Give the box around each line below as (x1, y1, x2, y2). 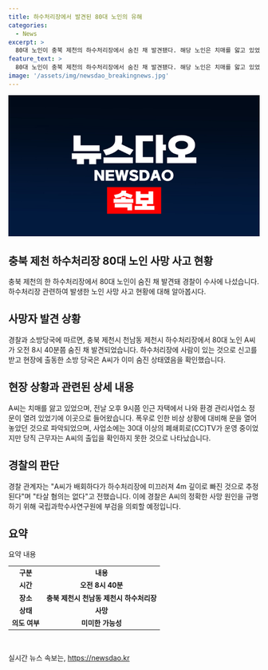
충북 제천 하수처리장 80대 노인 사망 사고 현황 (8, 254, 214, 267)
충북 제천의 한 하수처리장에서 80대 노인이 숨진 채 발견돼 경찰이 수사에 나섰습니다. (8, 277, 259, 286)
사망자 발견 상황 (8, 312, 81, 326)
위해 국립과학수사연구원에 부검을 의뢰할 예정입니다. (22, 501, 181, 510)
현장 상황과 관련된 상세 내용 (8, 380, 134, 394)
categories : (8, 21, 48, 30)
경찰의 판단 (8, 459, 60, 472)
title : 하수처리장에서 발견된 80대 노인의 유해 (8, 13, 143, 21)
